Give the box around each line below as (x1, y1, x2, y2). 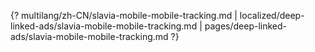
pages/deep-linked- (204, 20, 287, 32)
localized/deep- (239, 10, 305, 21)
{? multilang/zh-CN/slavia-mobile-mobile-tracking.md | (10, 10, 238, 21)
